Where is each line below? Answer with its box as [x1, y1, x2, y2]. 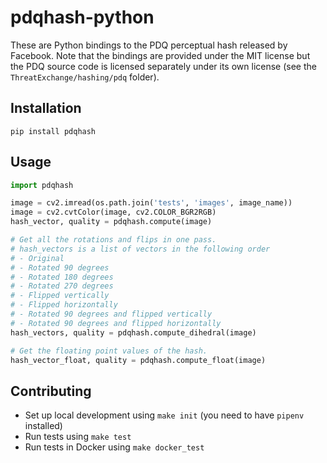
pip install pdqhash [10, 126, 97, 136]
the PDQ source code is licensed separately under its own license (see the [10, 60, 317, 72]
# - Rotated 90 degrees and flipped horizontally [10, 318, 222, 328]
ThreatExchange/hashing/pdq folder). [10, 71, 160, 83]
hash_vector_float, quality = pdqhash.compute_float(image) [10, 355, 267, 365]
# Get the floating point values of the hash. [10, 346, 208, 356]
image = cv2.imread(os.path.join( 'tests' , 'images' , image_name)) [10, 198, 293, 208]
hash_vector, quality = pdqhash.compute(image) [10, 217, 213, 227]
